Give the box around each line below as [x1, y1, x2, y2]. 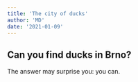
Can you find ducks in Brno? [7, 49, 132, 60]
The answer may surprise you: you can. [7, 67, 120, 76]
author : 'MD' [7, 17, 45, 24]
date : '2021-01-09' [7, 23, 64, 30]
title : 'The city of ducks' [7, 10, 89, 17]
